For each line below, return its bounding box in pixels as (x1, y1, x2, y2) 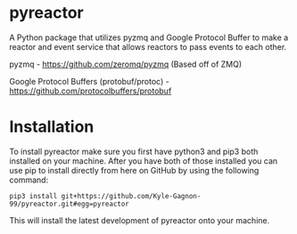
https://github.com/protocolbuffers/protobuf (9, 85, 172, 96)
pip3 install (9, 191, 58, 200)
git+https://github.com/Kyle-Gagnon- (61, 191, 202, 200)
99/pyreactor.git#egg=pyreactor (9, 199, 129, 208)
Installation (9, 117, 95, 137)
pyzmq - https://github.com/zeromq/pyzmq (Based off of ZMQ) (9, 59, 243, 69)
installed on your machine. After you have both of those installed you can (9, 155, 278, 166)
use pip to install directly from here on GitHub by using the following (9, 165, 260, 175)
